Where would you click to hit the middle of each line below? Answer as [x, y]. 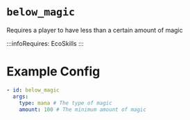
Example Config [53, 72]
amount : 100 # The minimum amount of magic [83, 110]
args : [21, 96]
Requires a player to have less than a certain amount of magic [95, 30]
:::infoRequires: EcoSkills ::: [45, 43]
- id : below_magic [33, 90]
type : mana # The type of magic [66, 103]
